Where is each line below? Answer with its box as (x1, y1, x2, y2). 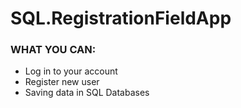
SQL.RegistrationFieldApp (10, 7, 232, 30)
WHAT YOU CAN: (10, 43, 97, 57)
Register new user (24, 76, 100, 88)
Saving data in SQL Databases (24, 87, 150, 99)
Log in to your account (24, 65, 118, 77)
